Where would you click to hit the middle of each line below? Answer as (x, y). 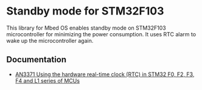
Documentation (37, 59)
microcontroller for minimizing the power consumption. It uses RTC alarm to (101, 34)
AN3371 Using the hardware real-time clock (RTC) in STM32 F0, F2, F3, (105, 74)
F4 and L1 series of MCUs (47, 80)
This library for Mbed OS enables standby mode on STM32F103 (86, 28)
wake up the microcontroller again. (50, 40)
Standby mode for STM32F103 (85, 11)
